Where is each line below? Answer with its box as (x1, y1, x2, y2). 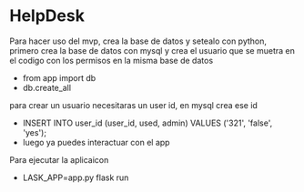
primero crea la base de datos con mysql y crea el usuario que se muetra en (9, 45, 296, 56)
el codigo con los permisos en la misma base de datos (9, 55, 214, 66)
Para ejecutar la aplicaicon (9, 154, 109, 165)
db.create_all (22, 82, 71, 93)
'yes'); (22, 126, 47, 137)
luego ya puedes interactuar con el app (22, 136, 170, 147)
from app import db (22, 72, 96, 83)
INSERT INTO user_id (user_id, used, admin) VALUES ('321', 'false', (22, 117, 273, 128)
